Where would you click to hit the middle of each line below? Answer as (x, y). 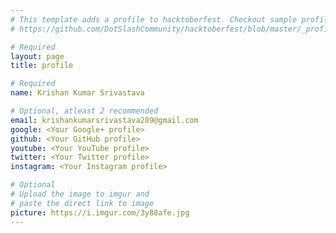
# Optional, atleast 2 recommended (84, 111)
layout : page (37, 56)
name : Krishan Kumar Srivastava (77, 93)
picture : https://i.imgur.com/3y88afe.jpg (100, 212)
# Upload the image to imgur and (80, 194)
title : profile (42, 66)
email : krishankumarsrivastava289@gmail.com (104, 120)
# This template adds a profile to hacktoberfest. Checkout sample (154, 19)
